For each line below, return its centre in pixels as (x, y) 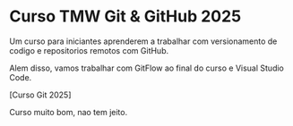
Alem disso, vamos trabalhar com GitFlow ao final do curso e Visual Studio (146, 68)
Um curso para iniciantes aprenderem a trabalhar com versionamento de (143, 41)
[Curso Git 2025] (40, 95)
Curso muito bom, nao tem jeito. (69, 112)
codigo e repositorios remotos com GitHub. (89, 50)
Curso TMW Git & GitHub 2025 (125, 17)
